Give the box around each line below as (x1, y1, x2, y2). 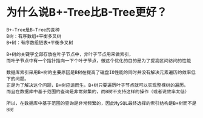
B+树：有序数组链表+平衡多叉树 (6, 40, 74, 46)
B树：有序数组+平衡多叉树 (6, 33, 62, 39)
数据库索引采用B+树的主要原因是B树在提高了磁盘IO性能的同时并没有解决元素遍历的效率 (6, 69, 191, 75)
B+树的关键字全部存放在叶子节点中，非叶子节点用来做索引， (6, 51, 134, 57)
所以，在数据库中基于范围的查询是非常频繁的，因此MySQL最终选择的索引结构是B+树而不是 (6, 100, 197, 106)
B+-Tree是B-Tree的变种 (6, 26, 60, 33)
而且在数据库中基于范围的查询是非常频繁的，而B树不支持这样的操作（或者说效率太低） (6, 88, 190, 95)
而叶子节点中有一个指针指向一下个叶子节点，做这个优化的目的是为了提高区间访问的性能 (6, 58, 191, 64)
